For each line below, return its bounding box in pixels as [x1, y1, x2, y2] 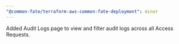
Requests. [6, 31, 30, 38]
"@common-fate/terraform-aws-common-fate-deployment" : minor [6, 8, 159, 15]
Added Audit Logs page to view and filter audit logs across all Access [6, 25, 174, 32]
